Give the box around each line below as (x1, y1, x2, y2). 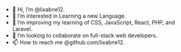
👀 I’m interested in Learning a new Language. (12, 12, 127, 20)
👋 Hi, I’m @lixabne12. (12, 6, 65, 13)
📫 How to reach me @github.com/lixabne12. (12, 39, 125, 46)
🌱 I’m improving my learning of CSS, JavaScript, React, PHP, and (12, 19, 175, 26)
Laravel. (12, 25, 32, 32)
